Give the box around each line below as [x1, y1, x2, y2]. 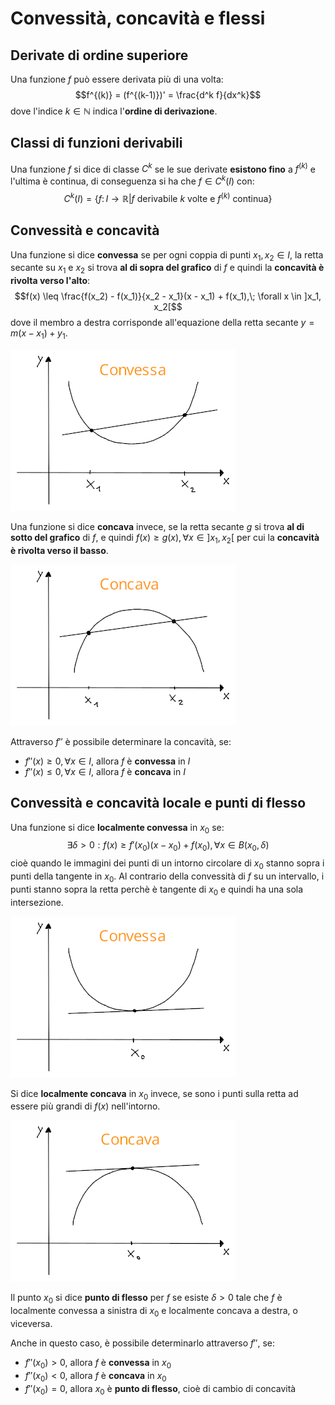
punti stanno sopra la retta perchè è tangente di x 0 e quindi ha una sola [10, 883, 304, 897]
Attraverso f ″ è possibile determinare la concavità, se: [10, 735, 232, 747]
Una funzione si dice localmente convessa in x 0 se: [10, 821, 225, 836]
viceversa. [10, 1317, 53, 1329]
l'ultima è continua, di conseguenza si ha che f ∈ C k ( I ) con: [10, 173, 255, 187]
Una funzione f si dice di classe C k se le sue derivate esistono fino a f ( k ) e [10, 161, 316, 175]
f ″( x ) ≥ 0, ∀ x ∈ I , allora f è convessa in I [24, 755, 191, 767]
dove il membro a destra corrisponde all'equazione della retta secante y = [10, 317, 315, 329]
